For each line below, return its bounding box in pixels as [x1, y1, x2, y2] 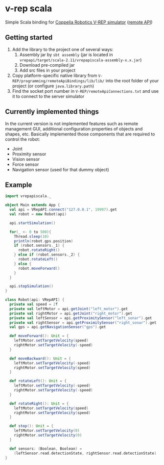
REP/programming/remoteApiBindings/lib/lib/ [12, 78, 105, 83]
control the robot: [5, 136, 40, 142]
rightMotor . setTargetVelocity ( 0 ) [14, 433, 82, 438]
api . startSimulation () [9, 220, 56, 226]
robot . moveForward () [18, 266, 60, 271]
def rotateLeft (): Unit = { [9, 379, 67, 384]
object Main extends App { [5, 203, 60, 207]
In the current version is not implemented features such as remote [5, 121, 139, 127]
